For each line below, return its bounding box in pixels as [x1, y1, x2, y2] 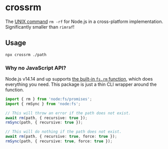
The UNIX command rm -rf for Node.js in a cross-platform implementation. [5, 18, 163, 24]
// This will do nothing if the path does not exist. [5, 129, 122, 134]
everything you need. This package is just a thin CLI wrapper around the [5, 81, 157, 87]
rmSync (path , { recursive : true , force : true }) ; [5, 139, 113, 144]
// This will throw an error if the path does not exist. [5, 110, 131, 116]
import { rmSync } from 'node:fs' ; [5, 101, 81, 106]
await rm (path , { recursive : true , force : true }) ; [5, 134, 117, 139]
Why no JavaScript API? [5, 64, 66, 71]
